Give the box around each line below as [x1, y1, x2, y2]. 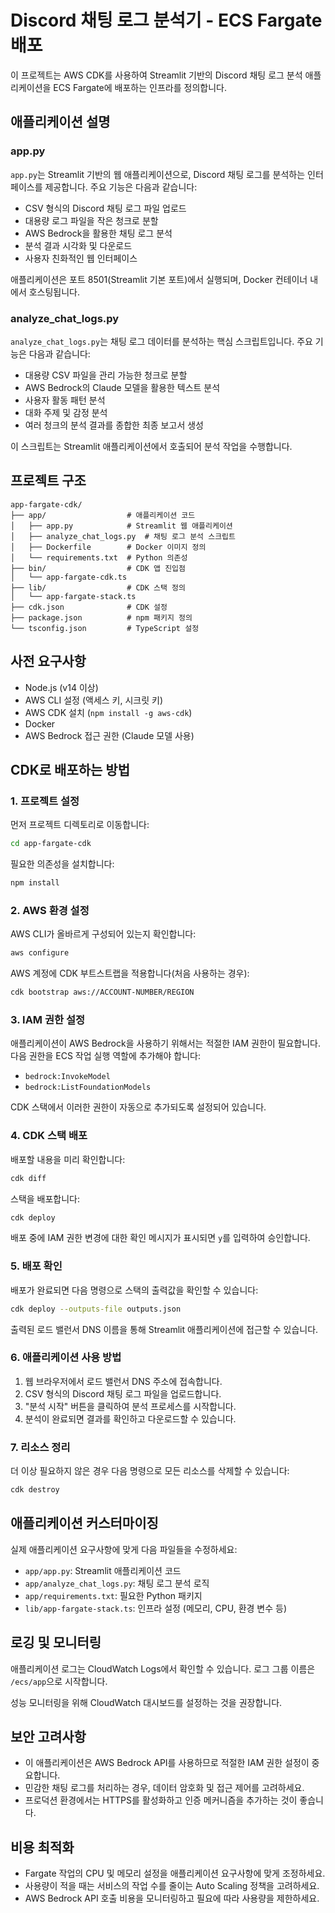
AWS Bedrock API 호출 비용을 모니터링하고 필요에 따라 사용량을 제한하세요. [24, 1892, 320, 1905]
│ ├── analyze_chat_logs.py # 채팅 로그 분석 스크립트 [10, 531, 236, 541]
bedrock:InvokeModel [24, 1072, 111, 1082]
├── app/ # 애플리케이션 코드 [10, 510, 196, 520]
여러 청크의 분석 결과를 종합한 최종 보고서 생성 [24, 419, 204, 431]
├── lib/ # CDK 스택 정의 [10, 582, 186, 593]
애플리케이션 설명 [10, 114, 111, 131]
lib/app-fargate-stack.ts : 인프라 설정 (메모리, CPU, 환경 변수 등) [24, 1602, 288, 1614]
